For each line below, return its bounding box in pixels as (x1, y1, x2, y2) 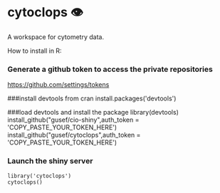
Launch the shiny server (7, 156, 93, 166)
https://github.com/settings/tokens (7, 80, 110, 89)
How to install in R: (7, 46, 62, 55)
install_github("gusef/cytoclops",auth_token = (7, 131, 141, 140)
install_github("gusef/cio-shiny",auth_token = (7, 115, 140, 124)
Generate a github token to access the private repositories (7, 64, 214, 74)
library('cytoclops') (7, 172, 72, 179)
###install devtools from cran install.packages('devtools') (7, 94, 177, 103)
